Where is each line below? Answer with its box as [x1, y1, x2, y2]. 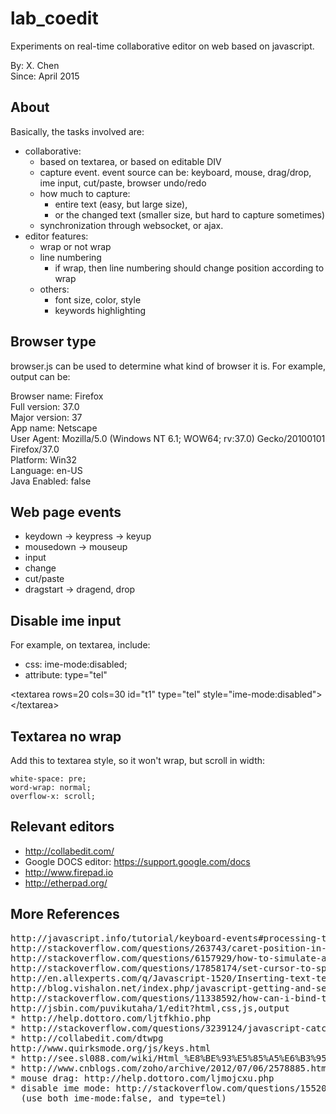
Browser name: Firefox [10, 390, 104, 402]
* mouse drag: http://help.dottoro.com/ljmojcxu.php [10, 1072, 275, 1084]
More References [10, 906, 120, 923]
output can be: [10, 370, 71, 382]
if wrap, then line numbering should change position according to [54, 262, 325, 274]
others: [39, 283, 70, 295]
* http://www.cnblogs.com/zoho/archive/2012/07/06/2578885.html [10, 1062, 333, 1074]
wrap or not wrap [39, 240, 112, 252]
